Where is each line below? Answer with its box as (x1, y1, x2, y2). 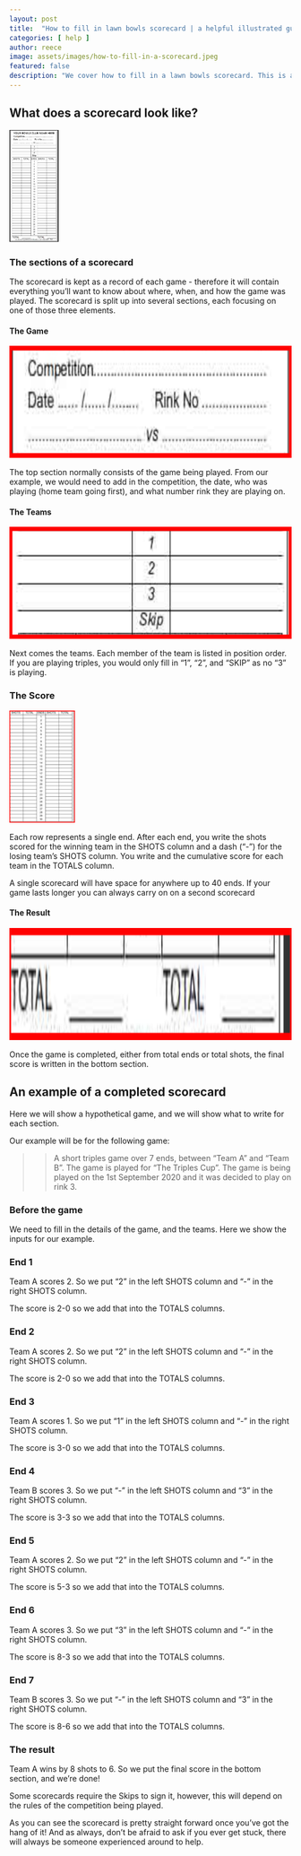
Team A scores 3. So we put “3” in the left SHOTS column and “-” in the (9, 1624, 273, 1635)
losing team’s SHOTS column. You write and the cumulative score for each (9, 850, 284, 861)
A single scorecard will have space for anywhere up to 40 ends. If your (9, 877, 271, 888)
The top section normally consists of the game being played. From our (9, 467, 269, 478)
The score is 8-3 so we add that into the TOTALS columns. (9, 1651, 226, 1662)
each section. (9, 1117, 60, 1129)
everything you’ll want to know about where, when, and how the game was (9, 285, 287, 296)
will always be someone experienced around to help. (9, 1836, 204, 1847)
